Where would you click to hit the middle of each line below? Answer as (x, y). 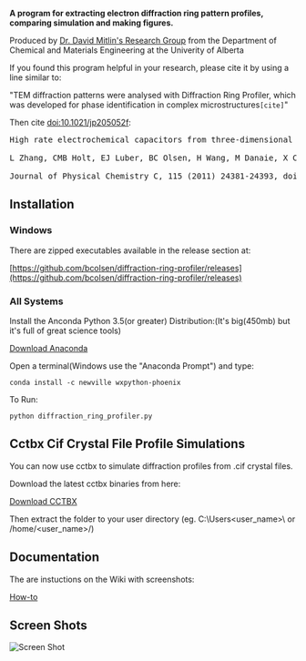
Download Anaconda (49, 348)
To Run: (24, 399)
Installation (42, 204)
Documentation (55, 558)
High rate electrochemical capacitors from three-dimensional (151, 140)
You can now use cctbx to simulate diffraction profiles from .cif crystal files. (151, 466)
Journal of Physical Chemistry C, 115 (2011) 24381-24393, (144, 176)
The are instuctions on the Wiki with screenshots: (102, 579)
